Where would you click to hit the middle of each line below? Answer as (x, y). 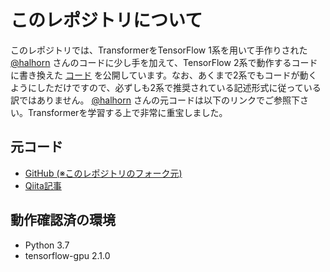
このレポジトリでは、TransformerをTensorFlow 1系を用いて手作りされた (159, 50)
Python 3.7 (47, 245)
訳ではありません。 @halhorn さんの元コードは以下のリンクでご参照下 (155, 100)
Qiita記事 (43, 185)
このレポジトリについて (106, 20)
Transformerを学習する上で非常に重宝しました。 (127, 112)
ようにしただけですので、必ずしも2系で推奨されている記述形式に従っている (166, 87)
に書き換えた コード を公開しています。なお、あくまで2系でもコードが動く (164, 75)
